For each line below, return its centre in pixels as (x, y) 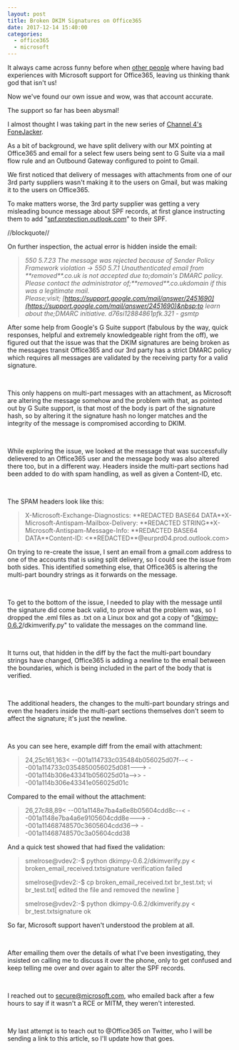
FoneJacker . (26, 132)
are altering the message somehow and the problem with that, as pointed (115, 400)
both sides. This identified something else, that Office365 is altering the (112, 567)
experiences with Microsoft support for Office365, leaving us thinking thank (119, 75)
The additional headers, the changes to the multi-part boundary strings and (118, 703)
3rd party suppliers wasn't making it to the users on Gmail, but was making (118, 182)
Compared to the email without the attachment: (77, 796)
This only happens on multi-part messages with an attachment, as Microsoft (119, 393)
